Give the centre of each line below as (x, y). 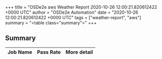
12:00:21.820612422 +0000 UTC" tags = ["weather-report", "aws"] (73, 17)
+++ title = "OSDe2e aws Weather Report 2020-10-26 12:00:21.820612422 (81, 7)
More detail (79, 52)
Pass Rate (49, 52)
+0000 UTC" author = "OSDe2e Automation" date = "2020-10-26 (72, 12)
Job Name (20, 52)
